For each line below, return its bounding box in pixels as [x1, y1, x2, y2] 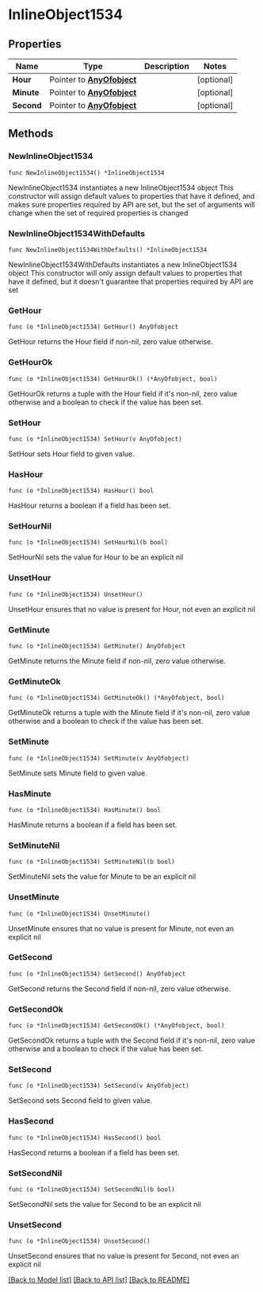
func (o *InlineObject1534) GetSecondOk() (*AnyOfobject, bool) [8, 1022, 225, 1030]
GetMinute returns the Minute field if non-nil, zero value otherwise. [8, 656, 226, 666]
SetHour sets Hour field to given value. [8, 449, 135, 458]
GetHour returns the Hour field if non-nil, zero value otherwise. [8, 337, 214, 346]
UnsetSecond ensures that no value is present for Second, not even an [8, 1251, 239, 1261]
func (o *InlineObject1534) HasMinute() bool [8, 806, 161, 814]
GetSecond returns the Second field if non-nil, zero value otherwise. [8, 984, 231, 993]
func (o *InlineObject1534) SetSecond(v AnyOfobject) [8, 1082, 190, 1090]
